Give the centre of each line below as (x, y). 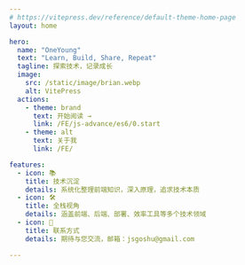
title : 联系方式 (52, 230)
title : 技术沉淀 (52, 181)
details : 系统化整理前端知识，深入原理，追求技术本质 (112, 190)
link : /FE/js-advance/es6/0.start (97, 124)
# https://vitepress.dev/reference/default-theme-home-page (123, 17)
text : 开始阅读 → (62, 116)
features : (28, 165)
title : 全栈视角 (52, 206)
